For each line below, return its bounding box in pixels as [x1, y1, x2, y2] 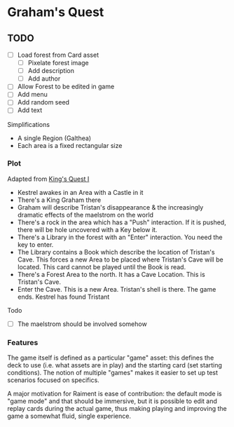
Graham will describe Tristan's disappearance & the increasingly [17, 203, 204, 211]
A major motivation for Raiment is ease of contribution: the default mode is [7, 390, 222, 398]
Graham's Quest [7, 4, 104, 20]
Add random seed [17, 98, 70, 107]
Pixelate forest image [27, 59, 89, 67]
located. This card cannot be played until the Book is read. [17, 262, 186, 271]
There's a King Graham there [17, 196, 102, 204]
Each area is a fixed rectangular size [17, 141, 123, 149]
